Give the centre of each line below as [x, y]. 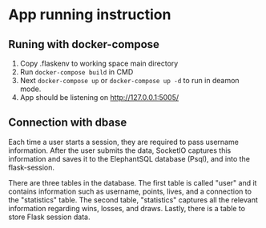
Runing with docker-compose [84, 44]
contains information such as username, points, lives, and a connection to [130, 191]
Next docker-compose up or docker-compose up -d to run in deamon [129, 80]
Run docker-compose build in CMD [77, 72]
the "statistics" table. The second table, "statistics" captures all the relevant [133, 200]
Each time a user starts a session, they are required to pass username [123, 142]
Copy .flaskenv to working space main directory [99, 63]
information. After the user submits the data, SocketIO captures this [120, 150]
